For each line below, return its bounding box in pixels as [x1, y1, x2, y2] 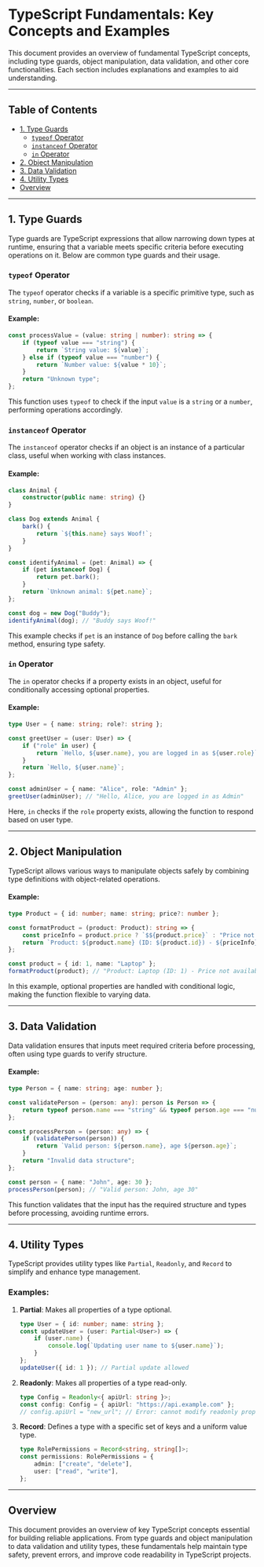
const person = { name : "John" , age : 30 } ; [8, 1178, 153, 1186]
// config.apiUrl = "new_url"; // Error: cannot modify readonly [19, 1408, 238, 1415]
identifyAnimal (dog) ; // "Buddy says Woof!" [8, 617, 156, 624]
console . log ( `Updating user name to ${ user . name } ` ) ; [48, 1342, 225, 1350]
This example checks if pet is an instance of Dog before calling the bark [8, 631, 238, 640]
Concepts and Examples [8, 22, 170, 40]
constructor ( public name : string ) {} [22, 493, 146, 502]
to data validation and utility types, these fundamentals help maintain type [8, 1541, 247, 1551]
